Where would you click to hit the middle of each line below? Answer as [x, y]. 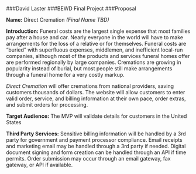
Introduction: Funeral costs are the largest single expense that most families [98, 31]
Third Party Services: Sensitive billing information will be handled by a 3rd [96, 134]
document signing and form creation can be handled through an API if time [96, 152]
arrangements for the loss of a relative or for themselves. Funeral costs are [96, 44]
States [14, 122]
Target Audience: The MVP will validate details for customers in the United [97, 116]
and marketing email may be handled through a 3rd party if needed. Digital [96, 146]
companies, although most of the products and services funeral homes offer [98, 56]
